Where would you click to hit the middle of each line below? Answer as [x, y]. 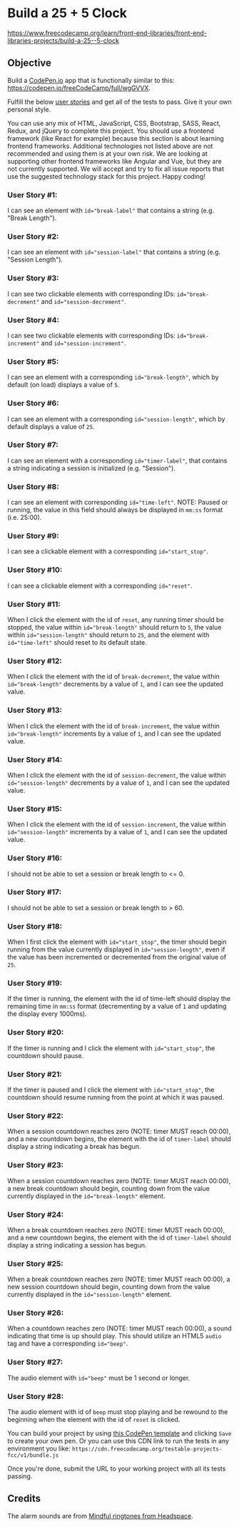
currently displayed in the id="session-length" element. [90, 1295]
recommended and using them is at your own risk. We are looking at [108, 153]
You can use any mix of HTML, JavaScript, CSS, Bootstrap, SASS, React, [114, 123]
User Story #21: [35, 1074]
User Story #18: [35, 926]
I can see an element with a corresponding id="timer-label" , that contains [117, 460]
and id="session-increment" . [83, 343]
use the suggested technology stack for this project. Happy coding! [106, 176]
